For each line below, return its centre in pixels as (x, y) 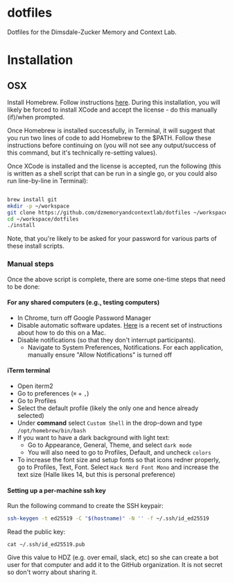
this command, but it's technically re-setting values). (82, 152)
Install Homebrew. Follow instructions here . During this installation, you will (114, 102)
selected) (31, 416)
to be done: (24, 287)
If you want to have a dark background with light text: (93, 438)
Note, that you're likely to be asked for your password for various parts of (112, 239)
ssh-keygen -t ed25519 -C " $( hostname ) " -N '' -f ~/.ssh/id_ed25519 (108, 518)
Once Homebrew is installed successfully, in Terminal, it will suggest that (111, 130)
